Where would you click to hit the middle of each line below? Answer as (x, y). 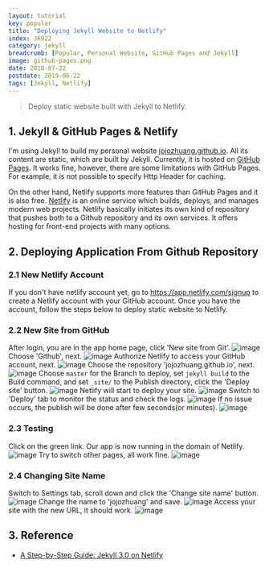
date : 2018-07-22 (37, 68)
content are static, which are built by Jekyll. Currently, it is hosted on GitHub (134, 160)
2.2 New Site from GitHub (59, 330)
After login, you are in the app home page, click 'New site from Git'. (119, 348)
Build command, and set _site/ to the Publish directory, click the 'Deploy (129, 382)
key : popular (30, 23)
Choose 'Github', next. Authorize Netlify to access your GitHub (127, 356)
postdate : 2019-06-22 (45, 76)
